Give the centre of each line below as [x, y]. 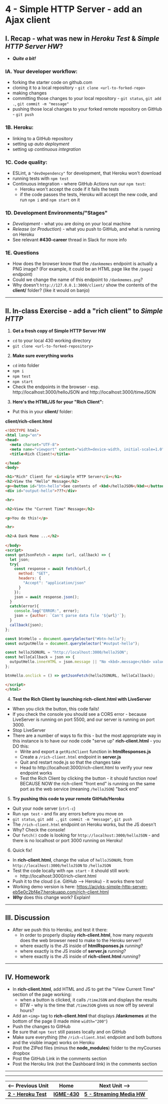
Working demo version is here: [44, 886]
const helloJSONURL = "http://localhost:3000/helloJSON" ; [67, 653]
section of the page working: [42, 994]
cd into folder [26, 365]
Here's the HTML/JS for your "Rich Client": [58, 402]
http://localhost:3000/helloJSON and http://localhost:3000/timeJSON [84, 392]
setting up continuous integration [46, 149]
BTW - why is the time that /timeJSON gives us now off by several [87, 1005]
